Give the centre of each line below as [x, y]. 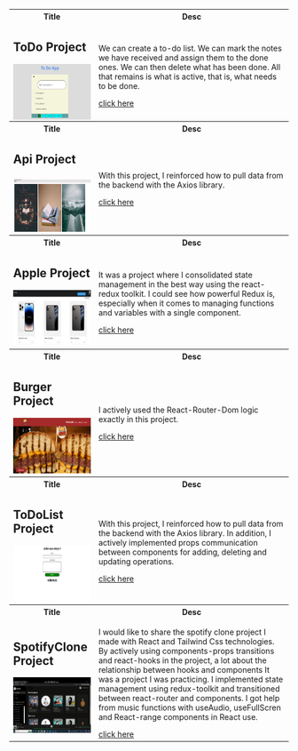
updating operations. [136, 561]
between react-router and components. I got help [189, 699]
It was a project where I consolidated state [175, 275]
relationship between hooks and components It [184, 670]
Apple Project [51, 273]
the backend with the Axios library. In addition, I [185, 533]
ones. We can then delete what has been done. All [189, 67]
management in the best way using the [169, 284]
